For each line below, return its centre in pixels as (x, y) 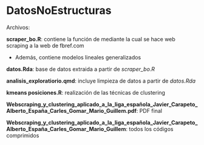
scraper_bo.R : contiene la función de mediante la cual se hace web (91, 39)
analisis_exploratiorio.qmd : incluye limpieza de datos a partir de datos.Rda (101, 81)
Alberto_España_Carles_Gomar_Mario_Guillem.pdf (71, 110)
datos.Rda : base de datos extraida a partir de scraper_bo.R (81, 69)
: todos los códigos (149, 129)
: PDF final (149, 110)
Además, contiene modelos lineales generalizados (78, 57)
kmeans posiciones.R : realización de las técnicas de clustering (86, 92)
